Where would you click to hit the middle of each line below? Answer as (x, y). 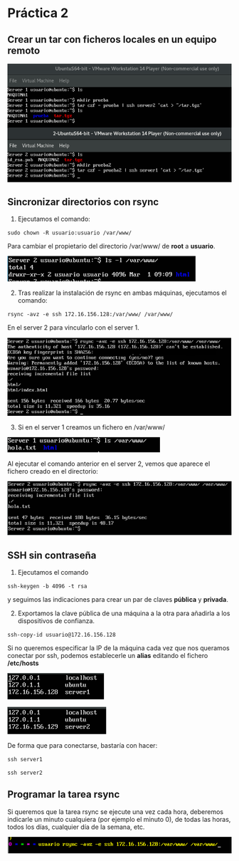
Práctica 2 (38, 13)
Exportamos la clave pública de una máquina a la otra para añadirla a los (124, 613)
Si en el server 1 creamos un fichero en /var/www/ (91, 427)
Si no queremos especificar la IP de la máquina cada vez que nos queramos (118, 648)
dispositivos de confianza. (56, 621)
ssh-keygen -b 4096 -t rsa (47, 586)
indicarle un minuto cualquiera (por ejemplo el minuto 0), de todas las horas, (119, 819)
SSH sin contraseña (52, 555)
